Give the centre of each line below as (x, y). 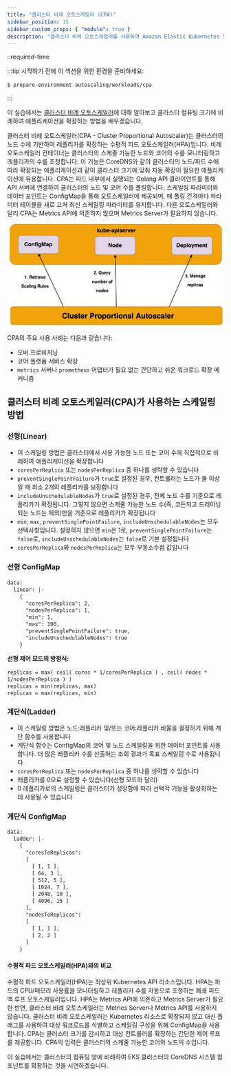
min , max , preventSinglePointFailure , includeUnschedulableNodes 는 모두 (118, 521)
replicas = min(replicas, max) (52, 686)
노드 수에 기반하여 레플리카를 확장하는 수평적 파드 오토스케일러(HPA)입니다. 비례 (114, 144)
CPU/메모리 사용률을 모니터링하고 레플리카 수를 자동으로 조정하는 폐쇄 (113, 990)
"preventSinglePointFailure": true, (78, 631)
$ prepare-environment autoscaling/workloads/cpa (80, 85)
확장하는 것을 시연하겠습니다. (69, 1066)
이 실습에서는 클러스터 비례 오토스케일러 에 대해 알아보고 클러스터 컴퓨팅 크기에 (112, 112)
